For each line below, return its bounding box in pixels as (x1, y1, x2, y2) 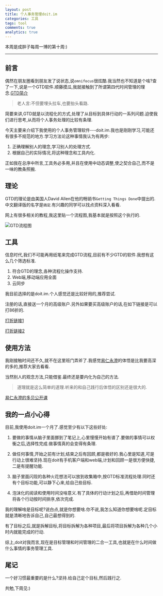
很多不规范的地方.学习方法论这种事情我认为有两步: (9, 133, 110, 139)
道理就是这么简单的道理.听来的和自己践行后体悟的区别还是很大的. (16, 385, 147, 390)
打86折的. (5, 308, 25, 313)
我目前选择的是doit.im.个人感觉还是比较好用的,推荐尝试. (5, 291, 116, 297)
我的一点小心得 (5, 410, 50, 419)
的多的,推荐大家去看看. (5, 364, 50, 369)
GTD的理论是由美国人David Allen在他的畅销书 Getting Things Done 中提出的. (5, 195, 156, 201)
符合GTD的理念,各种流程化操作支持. (12, 269, 83, 274)
